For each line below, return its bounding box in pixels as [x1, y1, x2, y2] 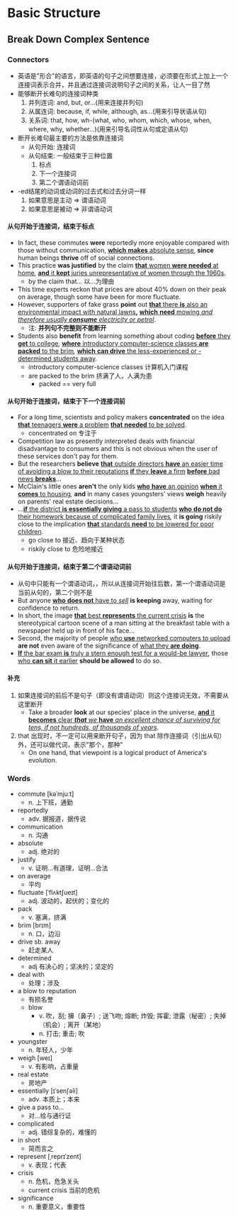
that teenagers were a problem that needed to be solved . [17, 420, 187, 429]
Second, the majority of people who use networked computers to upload [17, 634, 231, 643]
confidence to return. [17, 604, 80, 612]
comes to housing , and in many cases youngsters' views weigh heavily [17, 490, 227, 498]
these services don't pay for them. [17, 452, 118, 461]
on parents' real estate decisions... [17, 497, 119, 506]
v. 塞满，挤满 [28, 912, 67, 921]
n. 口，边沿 [28, 929, 61, 938]
